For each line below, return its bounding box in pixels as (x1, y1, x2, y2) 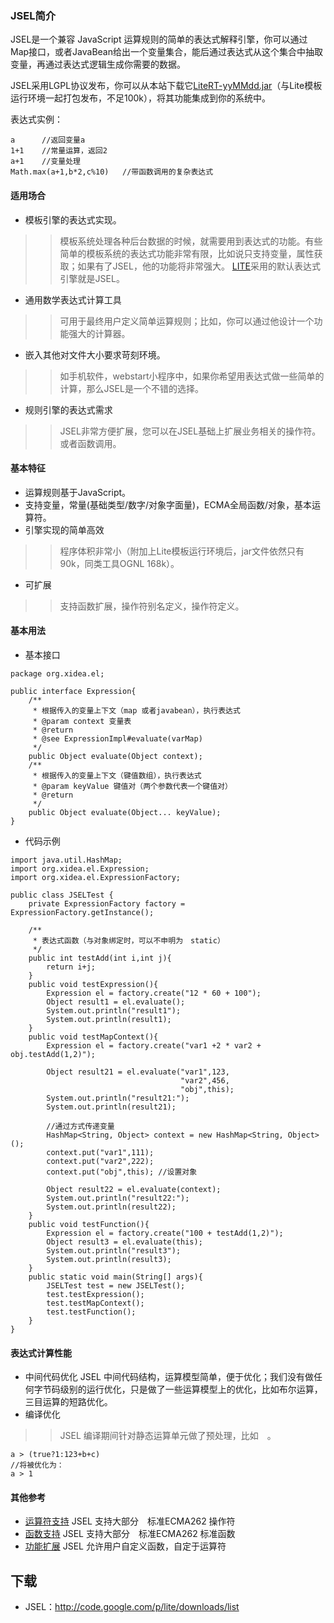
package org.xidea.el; (10, 668, 105, 679)
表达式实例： (10, 113, 63, 126)
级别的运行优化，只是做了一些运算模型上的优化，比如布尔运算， (59, 1383, 323, 1396)
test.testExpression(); (46, 1289, 145, 1299)
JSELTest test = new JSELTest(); (46, 1280, 186, 1291)
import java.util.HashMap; (10, 855, 123, 865)
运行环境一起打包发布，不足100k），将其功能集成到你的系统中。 (10, 92, 272, 104)
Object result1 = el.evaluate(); (46, 997, 186, 1007)
